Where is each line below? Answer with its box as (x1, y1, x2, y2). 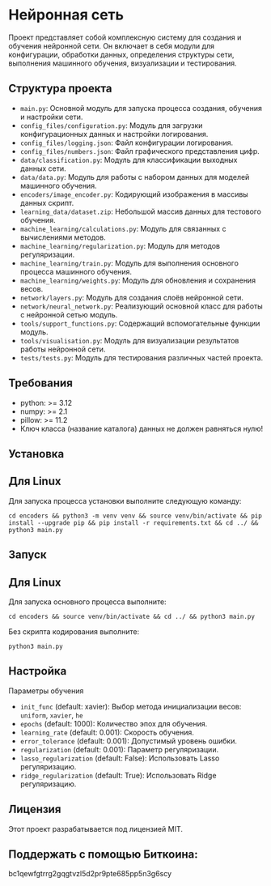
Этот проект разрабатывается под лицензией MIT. (8, 824, 184, 833)
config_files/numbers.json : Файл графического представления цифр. (19, 146, 260, 155)
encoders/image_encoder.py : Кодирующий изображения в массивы (19, 189, 248, 199)
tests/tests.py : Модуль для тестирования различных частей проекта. (19, 352, 264, 362)
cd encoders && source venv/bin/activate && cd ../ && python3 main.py (8, 612, 255, 620)
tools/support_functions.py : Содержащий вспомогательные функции (19, 318, 260, 328)
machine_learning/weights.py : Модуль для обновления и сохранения (19, 275, 256, 285)
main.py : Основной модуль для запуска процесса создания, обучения (19, 103, 263, 113)
